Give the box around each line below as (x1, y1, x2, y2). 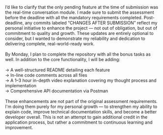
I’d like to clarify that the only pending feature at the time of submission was (5, 4, 159, 10)
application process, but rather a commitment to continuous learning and (5, 119, 153, 125)
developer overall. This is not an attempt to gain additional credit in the (5, 114, 148, 120)
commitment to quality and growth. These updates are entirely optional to (5, 31, 154, 36)
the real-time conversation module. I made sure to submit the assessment (5, 9, 154, 15)
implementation (5, 83, 37, 88)
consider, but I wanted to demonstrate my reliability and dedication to (5, 35, 146, 41)
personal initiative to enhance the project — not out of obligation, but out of (5, 25, 158, 31)
